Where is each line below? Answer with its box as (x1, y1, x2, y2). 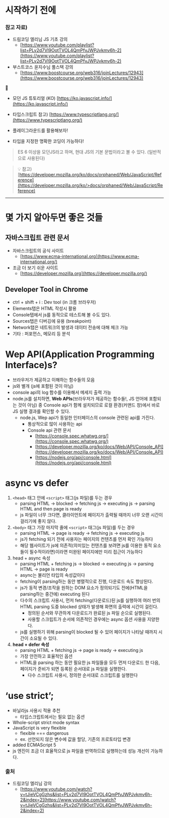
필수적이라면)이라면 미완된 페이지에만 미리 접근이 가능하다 (29, 549, 143, 555)
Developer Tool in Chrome (5, 285, 89, 293)
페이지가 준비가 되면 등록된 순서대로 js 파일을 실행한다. (20, 666, 127, 672)
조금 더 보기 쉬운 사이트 (12, 265, 59, 271)
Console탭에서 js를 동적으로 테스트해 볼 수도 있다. (12, 312, 111, 318)
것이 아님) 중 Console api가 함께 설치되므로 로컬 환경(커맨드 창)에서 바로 (18, 402, 160, 408)
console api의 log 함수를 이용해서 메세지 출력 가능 (12, 389, 112, 395)
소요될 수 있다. (29, 635, 58, 641)
